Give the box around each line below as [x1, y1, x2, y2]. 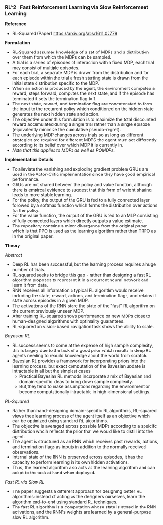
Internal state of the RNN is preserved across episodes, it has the [12, 454, 143, 460]
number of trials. [12, 267, 46, 273]
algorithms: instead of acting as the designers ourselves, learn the [12, 494, 145, 500]
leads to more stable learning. [12, 192, 72, 198]
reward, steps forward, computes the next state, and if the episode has [12, 90, 155, 96]
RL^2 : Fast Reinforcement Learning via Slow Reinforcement [5, 4, 149, 11]
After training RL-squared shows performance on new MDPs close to [12, 313, 151, 319]
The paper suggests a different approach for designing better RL [12, 489, 142, 494]
